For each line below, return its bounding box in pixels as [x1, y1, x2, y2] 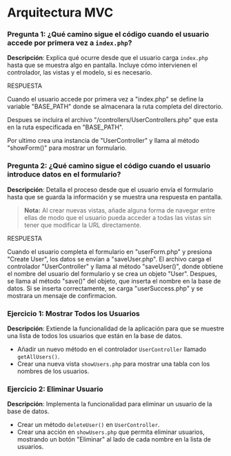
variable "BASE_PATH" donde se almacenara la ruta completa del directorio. [7, 102, 223, 111]
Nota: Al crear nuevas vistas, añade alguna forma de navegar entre [23, 206, 216, 215]
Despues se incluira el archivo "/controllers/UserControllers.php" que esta [7, 116, 219, 124]
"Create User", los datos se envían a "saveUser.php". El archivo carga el [7, 255, 212, 263]
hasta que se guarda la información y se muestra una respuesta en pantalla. [7, 192, 223, 201]
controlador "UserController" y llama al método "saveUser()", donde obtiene [7, 262, 223, 270]
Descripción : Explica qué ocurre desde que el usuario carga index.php [7, 54, 208, 62]
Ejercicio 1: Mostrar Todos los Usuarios [7, 308, 140, 318]
